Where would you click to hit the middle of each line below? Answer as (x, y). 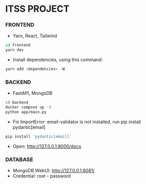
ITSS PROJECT (38, 9)
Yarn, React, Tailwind (35, 36)
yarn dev (15, 50)
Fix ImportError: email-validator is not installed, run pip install (77, 122)
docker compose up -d (28, 108)
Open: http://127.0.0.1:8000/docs (47, 146)
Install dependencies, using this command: (58, 60)
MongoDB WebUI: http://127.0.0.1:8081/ (54, 171)
